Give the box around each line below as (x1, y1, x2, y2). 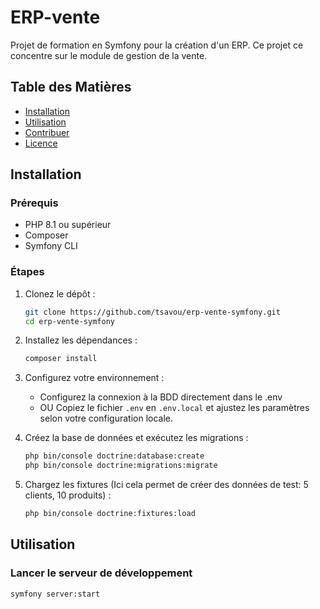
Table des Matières (10, 79, 132, 96)
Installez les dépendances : (24, 334, 138, 346)
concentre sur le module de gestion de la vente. (10, 49, 208, 61)
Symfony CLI (24, 240, 78, 252)
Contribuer (24, 126, 70, 138)
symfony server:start (10, 589, 101, 599)
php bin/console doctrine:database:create (24, 451, 205, 461)
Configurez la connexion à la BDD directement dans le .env (39, 391, 283, 403)
